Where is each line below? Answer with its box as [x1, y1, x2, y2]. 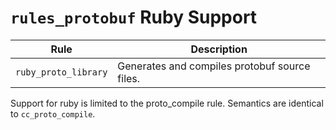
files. [117, 71, 141, 85]
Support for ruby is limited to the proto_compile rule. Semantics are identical [10, 97, 324, 109]
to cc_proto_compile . [10, 107, 96, 120]
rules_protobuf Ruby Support [10, 6, 258, 29]
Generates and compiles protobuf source [117, 59, 311, 73]
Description [190, 42, 248, 56]
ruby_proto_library [15, 66, 108, 78]
